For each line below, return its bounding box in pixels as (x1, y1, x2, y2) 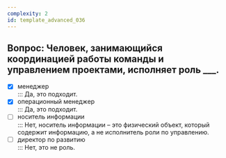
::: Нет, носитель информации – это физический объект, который (17, 121, 210, 129)
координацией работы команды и (7, 53, 165, 64)
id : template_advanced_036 (7, 17, 86, 24)
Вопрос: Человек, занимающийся (7, 42, 163, 54)
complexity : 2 (7, 10, 49, 17)
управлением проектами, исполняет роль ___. (7, 64, 220, 76)
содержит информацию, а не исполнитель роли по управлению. (17, 128, 210, 136)
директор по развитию (17, 135, 86, 143)
